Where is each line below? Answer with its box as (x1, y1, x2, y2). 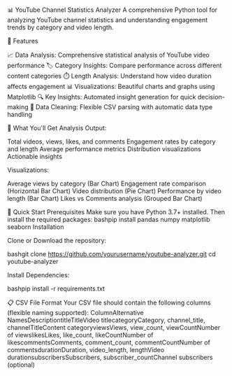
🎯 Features (7, 37, 38, 45)
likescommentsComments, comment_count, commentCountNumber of (7, 338, 211, 347)
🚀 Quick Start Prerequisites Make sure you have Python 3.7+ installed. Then (7, 208, 226, 216)
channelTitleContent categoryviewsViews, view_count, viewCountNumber (7, 323, 221, 331)
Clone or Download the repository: (7, 237, 107, 244)
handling (7, 111, 33, 118)
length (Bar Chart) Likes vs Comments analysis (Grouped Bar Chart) (7, 195, 203, 202)
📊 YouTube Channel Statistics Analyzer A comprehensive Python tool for (7, 6, 218, 14)
